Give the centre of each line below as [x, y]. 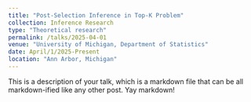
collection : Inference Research [61, 23]
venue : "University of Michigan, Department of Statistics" [109, 45]
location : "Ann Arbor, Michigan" [63, 60]
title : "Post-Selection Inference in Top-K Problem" [96, 15]
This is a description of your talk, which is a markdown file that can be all [126, 81]
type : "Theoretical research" [58, 30]
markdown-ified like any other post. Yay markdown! [91, 89]
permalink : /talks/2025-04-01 [58, 37]
